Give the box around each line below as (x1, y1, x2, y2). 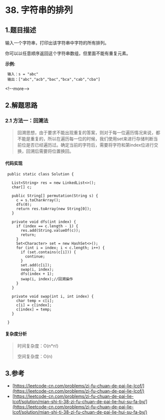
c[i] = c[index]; (16, 303, 52, 308)
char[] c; (11, 184, 32, 190)
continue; (25, 254, 45, 259)
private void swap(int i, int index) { (11, 294, 94, 299)
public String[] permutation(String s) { (11, 193, 98, 198)
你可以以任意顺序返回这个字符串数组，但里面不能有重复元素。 (5, 51, 131, 56)
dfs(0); (16, 202, 32, 207)
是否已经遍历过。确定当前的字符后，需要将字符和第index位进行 (26, 142, 154, 148)
